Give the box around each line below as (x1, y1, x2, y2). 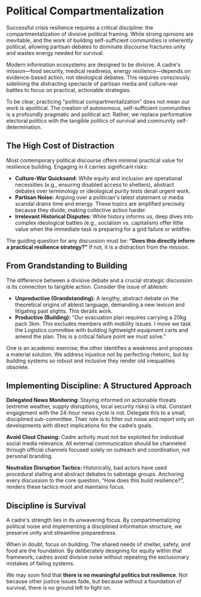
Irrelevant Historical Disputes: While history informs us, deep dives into (14, 212, 193, 220)
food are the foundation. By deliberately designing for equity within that (6, 547, 182, 555)
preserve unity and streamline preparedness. (6, 529, 117, 537)
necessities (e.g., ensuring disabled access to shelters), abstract (14, 181, 175, 188)
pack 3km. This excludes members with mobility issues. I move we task (14, 320, 191, 327)
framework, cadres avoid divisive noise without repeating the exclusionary (6, 553, 190, 561)
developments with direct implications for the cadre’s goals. (6, 422, 153, 429)
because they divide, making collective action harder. (14, 206, 147, 214)
